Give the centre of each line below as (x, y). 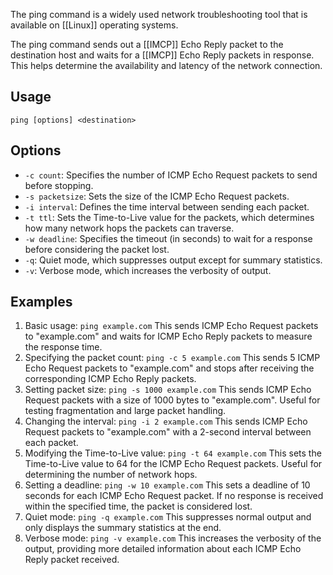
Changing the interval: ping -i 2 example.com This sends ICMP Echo (166, 421)
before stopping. (59, 185)
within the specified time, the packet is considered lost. (138, 506)
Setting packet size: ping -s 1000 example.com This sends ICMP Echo (168, 390)
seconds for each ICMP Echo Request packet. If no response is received (174, 496)
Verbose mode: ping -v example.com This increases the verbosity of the (173, 538)
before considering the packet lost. (97, 249)
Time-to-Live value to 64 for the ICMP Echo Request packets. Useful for (173, 464)
